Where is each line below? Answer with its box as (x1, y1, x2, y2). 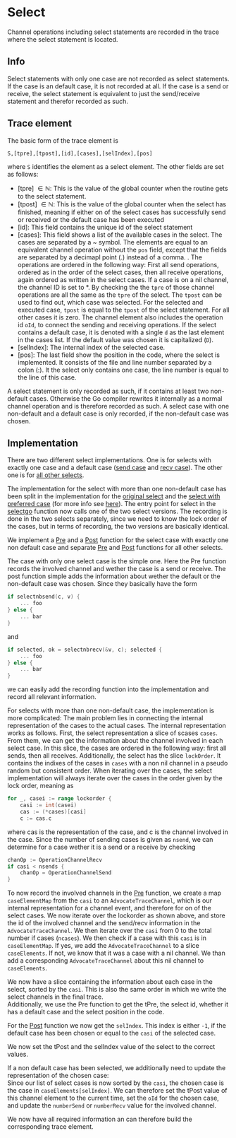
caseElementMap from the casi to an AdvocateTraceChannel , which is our (7, 896, 213, 905)
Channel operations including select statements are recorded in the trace (7, 28, 220, 36)
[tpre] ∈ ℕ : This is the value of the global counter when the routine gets (17, 184, 228, 192)
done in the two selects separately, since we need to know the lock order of (7, 515, 228, 523)
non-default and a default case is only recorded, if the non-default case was (7, 409, 229, 418)
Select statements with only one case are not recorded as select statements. (7, 74, 230, 83)
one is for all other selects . (7, 471, 85, 479)
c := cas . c (20, 814, 52, 822)
